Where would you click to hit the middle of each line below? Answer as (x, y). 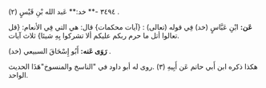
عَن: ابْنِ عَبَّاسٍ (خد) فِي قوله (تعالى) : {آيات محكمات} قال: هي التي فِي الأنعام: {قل (130, 27)
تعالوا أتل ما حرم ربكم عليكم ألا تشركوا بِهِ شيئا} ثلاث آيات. (94, 36)
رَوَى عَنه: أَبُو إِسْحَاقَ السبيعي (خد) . (60, 51)
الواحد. (18, 75)
